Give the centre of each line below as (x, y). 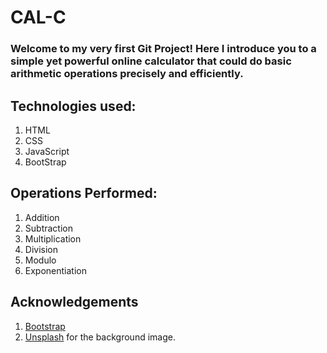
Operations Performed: (84, 193)
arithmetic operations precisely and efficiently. (127, 74)
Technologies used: (73, 106)
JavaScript (47, 151)
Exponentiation (55, 270)
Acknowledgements (74, 302)
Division (41, 249)
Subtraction (48, 228)
